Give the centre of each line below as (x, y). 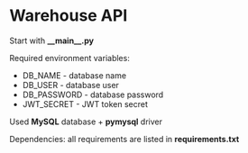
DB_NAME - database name (74, 75)
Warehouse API (69, 16)
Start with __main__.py (52, 40)
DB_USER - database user (71, 85)
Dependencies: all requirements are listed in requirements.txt (124, 139)
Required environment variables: (70, 58)
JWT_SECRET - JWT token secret (85, 103)
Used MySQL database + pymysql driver (86, 121)
